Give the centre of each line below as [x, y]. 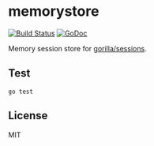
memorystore [54, 11]
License [28, 116]
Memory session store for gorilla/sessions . [78, 48]
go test [21, 92]
